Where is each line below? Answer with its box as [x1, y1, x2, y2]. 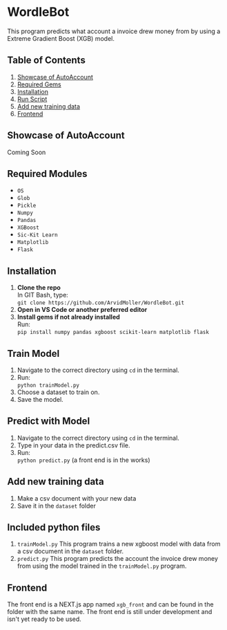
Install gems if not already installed [17, 313, 121, 322]
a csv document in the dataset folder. [17, 547, 124, 555]
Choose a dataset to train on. [17, 388, 100, 396]
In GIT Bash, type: [17, 291, 69, 299]
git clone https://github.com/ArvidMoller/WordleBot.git [17, 299, 185, 306]
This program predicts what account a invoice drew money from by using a [7, 27, 221, 35]
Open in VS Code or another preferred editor [17, 306, 148, 314]
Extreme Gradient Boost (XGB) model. [7, 34, 115, 42]
